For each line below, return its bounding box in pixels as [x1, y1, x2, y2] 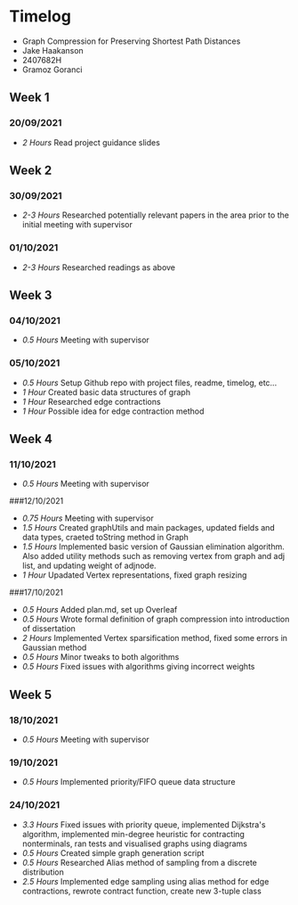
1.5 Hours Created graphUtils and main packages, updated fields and [21, 522, 276, 533]
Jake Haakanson [21, 45, 85, 55]
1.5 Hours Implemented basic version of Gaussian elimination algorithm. [21, 541, 285, 552]
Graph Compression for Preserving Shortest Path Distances [21, 36, 241, 46]
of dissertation [21, 623, 76, 634]
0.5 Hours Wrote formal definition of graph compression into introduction [21, 613, 290, 625]
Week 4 [9, 431, 53, 447]
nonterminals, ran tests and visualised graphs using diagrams [21, 838, 247, 849]
